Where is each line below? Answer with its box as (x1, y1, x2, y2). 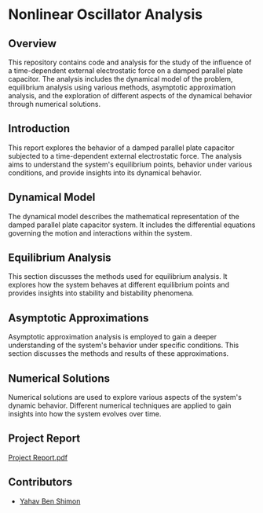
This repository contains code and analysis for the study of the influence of (8, 57, 252, 67)
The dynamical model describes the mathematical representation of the (8, 211, 239, 221)
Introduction (8, 122, 71, 135)
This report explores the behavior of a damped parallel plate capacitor (8, 143, 235, 152)
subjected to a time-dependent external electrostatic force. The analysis (8, 151, 242, 160)
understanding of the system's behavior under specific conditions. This (8, 340, 239, 350)
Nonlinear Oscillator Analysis (8, 5, 203, 24)
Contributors (8, 475, 73, 489)
